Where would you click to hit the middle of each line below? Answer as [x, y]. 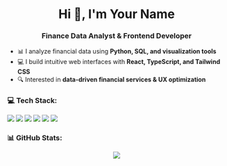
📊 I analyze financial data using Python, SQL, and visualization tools [117, 51]
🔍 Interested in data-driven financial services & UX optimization [111, 80]
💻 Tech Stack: [32, 101]
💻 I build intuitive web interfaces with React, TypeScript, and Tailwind [119, 62]
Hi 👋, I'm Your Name [117, 14]
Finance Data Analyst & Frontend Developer [117, 36]
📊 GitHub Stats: [35, 138]
